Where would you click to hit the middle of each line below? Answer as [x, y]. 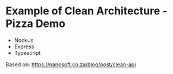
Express [24, 47]
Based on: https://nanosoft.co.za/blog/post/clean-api [71, 64]
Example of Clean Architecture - [86, 11]
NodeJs [24, 40]
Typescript [27, 53]
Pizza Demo [36, 24]
